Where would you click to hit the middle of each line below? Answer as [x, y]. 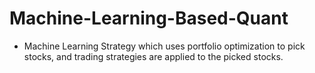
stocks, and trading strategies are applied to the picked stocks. [153, 56]
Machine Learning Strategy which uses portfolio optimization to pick [164, 46]
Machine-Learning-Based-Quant [149, 18]
